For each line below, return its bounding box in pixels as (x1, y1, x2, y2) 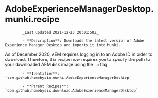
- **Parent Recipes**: (22, 84, 69, 89)
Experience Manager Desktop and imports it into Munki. (5, 42, 121, 47)
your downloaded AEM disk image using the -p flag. (5, 61, 109, 67)
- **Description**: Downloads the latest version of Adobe (22, 38, 145, 43)
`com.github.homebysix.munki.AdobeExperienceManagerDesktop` (5, 75, 132, 80)
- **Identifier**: (22, 71, 60, 76)
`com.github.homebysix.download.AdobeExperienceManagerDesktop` (5, 88, 138, 93)
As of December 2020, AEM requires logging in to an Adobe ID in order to (5, 51, 153, 57)
